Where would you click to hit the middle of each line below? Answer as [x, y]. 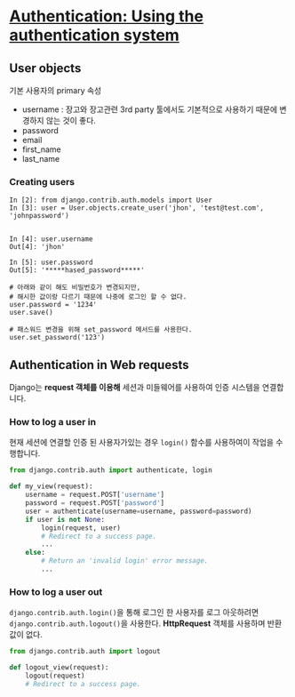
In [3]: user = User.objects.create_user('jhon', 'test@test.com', [137, 208]
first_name [42, 149]
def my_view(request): [51, 486]
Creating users [42, 181]
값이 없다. [26, 635]
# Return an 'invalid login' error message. [125, 561]
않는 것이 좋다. [71, 120]
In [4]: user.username [51, 239]
